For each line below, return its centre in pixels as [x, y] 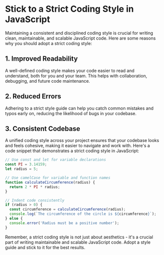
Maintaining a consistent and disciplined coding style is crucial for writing [79, 33]
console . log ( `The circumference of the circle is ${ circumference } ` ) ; [83, 214]
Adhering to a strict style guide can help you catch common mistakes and [79, 108]
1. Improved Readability [42, 59]
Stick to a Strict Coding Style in [70, 9]
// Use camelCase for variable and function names [58, 178]
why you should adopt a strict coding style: [48, 43]
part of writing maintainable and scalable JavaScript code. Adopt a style [78, 242]
